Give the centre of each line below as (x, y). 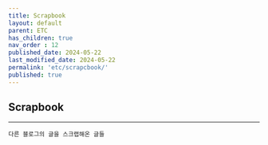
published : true (35, 75)
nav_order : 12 (33, 45)
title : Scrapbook (37, 16)
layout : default (35, 23)
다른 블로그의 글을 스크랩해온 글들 (57, 135)
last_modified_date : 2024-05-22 (62, 61)
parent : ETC (28, 30)
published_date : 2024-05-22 (55, 53)
